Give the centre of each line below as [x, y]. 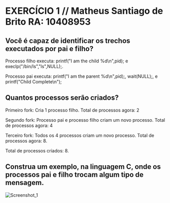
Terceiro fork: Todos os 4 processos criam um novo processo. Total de [80, 135]
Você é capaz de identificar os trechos [68, 41]
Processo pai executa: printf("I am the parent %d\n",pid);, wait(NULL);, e [82, 76]
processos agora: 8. [26, 141]
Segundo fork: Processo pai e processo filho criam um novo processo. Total [85, 120]
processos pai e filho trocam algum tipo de [75, 175]
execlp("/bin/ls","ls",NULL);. [34, 66]
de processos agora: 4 [29, 125]
